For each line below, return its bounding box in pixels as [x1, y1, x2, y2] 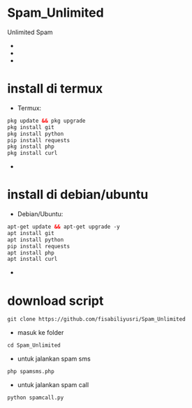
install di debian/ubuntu [7, 187, 149, 203]
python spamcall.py [7, 394, 64, 401]
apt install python [7, 236, 64, 243]
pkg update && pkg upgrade [7, 117, 86, 124]
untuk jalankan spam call [17, 380, 89, 388]
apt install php [7, 249, 54, 256]
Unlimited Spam [7, 28, 54, 36]
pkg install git [7, 123, 54, 130]
